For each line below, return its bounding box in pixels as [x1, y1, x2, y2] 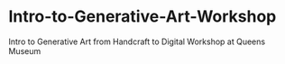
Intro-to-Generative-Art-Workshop [8, 6, 277, 27]
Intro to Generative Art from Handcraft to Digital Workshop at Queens [8, 36, 266, 47]
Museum [8, 45, 41, 56]
